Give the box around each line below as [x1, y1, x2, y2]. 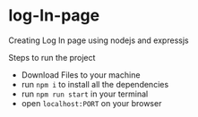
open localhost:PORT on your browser [21, 97, 162, 108]
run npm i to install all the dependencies [21, 79, 169, 89]
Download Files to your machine [21, 69, 141, 80]
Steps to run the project [8, 52, 96, 63]
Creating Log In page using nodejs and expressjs [8, 35, 189, 46]
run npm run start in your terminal [21, 88, 149, 99]
